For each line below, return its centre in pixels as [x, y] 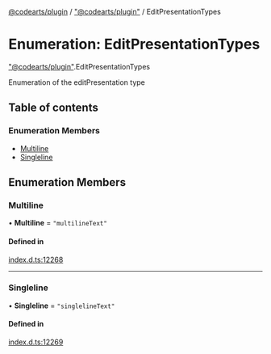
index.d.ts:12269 [36, 342]
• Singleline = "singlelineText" [62, 306]
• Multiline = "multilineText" [58, 223]
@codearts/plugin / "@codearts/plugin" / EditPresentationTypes [115, 12]
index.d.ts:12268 [36, 259]
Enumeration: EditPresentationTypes [134, 44]
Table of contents [53, 108]
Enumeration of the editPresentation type [77, 82]
